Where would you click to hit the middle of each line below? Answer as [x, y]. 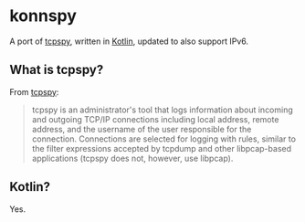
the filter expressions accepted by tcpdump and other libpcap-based [162, 148]
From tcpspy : [34, 91]
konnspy [43, 16]
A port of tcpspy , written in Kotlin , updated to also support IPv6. [129, 41]
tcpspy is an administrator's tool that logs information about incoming [163, 110]
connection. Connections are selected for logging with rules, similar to [164, 139]
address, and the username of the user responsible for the [142, 129]
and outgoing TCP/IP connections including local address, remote [155, 119]
